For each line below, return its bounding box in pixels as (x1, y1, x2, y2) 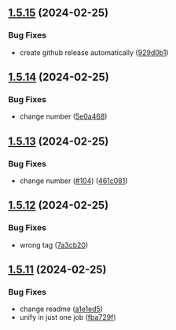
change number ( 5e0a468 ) (19, 112, 108, 121)
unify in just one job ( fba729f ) (19, 313, 116, 322)
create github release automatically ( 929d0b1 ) (19, 47, 169, 57)
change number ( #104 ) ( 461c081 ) (19, 176, 128, 185)
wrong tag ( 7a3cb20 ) (19, 240, 89, 250)
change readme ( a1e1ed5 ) (19, 304, 104, 313)
